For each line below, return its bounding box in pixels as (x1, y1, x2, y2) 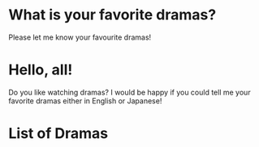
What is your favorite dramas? (8, 6, 217, 24)
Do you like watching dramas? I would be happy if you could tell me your (8, 87, 251, 97)
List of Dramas (8, 124, 108, 143)
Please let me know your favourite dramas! (8, 32, 152, 42)
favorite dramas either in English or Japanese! (8, 95, 162, 106)
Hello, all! (8, 61, 73, 79)
